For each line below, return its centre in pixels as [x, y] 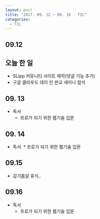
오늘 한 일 [19, 63]
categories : [18, 19]
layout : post [19, 10]
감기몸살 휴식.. [27, 176]
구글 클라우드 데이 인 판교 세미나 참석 [49, 82]
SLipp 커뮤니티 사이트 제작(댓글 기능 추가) [54, 76]
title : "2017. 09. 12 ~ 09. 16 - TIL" [46, 15]
